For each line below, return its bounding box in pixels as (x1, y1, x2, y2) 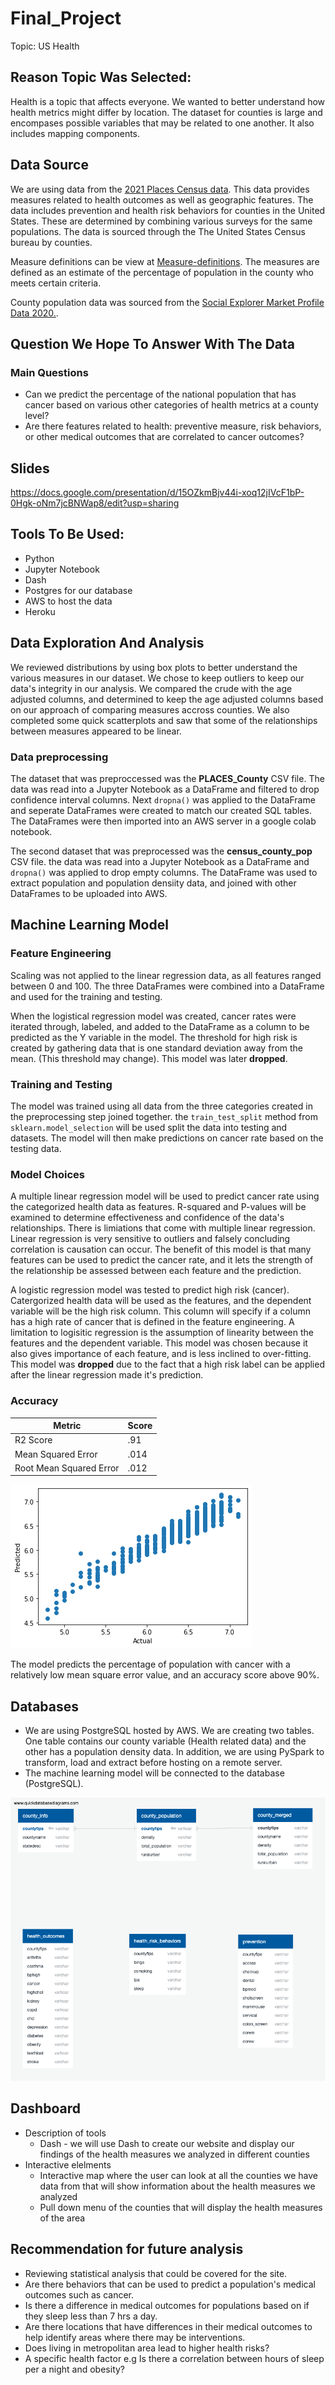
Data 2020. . (10, 307, 59, 319)
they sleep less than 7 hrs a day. (24, 2310, 158, 2322)
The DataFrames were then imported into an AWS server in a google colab (10, 815, 317, 827)
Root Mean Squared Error (14, 1462, 120, 1474)
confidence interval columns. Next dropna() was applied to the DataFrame (10, 793, 316, 806)
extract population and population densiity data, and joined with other (10, 877, 297, 889)
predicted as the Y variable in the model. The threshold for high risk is (10, 1031, 298, 1043)
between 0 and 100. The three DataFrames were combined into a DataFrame (10, 980, 325, 992)
